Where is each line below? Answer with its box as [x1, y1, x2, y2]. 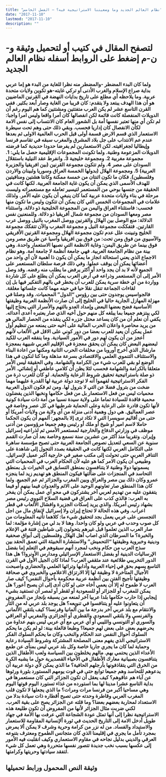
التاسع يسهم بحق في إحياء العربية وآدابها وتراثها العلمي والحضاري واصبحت [5, 563, 161, 570]
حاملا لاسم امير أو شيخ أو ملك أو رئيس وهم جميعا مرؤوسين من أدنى [5, 421, 147, 428]
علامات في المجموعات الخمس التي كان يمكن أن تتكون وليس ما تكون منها [5, 198, 161, 205]
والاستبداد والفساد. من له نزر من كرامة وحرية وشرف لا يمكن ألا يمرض [5, 724, 152, 731]
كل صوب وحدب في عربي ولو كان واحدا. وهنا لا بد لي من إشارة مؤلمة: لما [5, 519, 159, 526]
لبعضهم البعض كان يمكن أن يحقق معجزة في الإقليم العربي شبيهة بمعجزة [5, 341, 158, 347]
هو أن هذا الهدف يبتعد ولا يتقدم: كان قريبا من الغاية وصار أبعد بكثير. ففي [5, 99, 155, 106]
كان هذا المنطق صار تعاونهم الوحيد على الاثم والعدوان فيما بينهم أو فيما [5, 482, 153, 489]
